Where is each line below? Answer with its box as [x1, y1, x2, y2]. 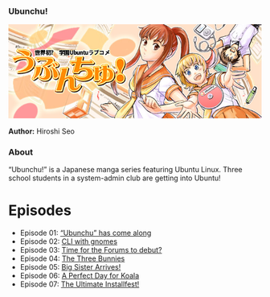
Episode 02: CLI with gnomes [19, 236, 118, 246]
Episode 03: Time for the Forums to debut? [19, 245, 162, 254]
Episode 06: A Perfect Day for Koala [19, 270, 140, 280]
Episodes [8, 201, 72, 220]
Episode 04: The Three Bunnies [19, 254, 125, 263]
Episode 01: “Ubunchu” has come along [19, 228, 152, 237]
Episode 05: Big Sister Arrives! [19, 262, 121, 271]
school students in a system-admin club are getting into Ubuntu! [8, 173, 221, 183]
